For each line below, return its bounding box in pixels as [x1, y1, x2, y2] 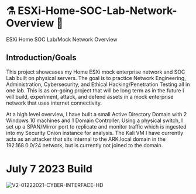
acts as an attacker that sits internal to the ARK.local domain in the [6, 136, 166, 143]
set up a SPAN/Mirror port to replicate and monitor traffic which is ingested [6, 123, 187, 130]
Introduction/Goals [6, 53, 77, 63]
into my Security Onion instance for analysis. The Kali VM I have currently [6, 129, 184, 136]
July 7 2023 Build [6, 162, 92, 175]
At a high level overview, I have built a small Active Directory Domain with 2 [6, 110, 187, 117]
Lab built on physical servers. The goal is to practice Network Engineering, [6, 74, 186, 81]
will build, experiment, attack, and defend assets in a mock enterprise [6, 93, 174, 100]
